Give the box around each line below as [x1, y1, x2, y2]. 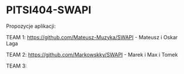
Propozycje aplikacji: [6, 23, 56, 29]
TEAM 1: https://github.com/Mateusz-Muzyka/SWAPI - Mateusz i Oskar [6, 34, 178, 40]
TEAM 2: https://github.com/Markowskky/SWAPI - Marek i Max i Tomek [6, 51, 178, 58]
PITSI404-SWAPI [6, 3, 92, 17]
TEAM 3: [6, 62, 27, 69]
